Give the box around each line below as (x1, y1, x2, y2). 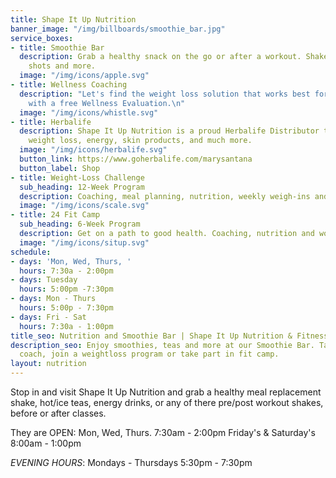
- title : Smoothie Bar (10, 42, 105, 53)
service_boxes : (10, 33, 74, 43)
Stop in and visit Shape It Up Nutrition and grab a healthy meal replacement (10, 386, 322, 398)
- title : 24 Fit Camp (10, 210, 101, 220)
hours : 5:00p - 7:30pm (19, 303, 114, 313)
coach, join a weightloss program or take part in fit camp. (19, 349, 280, 360)
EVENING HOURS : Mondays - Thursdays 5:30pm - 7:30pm (10, 457, 253, 468)
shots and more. (28, 61, 97, 71)
